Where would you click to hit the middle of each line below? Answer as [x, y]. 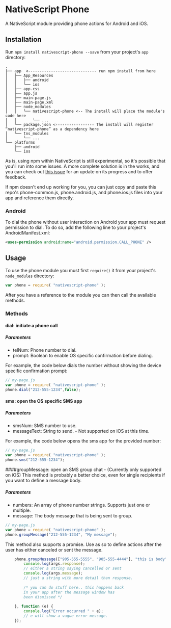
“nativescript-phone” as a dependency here [52, 129]
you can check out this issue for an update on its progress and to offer [79, 171]
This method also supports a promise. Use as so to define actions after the [83, 544]
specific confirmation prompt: [36, 371]
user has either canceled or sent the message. [54, 549]
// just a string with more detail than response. [78, 578]
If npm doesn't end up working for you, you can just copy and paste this [81, 187]
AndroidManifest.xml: [28, 233]
